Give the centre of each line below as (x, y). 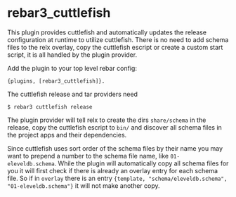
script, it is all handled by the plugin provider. (72, 55)
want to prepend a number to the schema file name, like (88, 156)
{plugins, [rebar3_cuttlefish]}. (56, 81)
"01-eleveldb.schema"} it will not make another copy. (84, 185)
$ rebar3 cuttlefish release (50, 107)
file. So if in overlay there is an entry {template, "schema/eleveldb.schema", (117, 178)
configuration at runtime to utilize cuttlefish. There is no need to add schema (118, 39)
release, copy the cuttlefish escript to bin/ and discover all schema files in (115, 127)
